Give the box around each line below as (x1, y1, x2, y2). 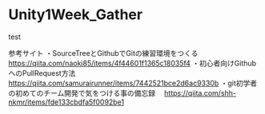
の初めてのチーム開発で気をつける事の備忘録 (8, 88, 156, 97)
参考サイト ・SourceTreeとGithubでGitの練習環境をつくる (8, 48, 199, 57)
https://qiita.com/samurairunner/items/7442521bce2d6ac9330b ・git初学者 (8, 78, 258, 88)
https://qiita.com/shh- (163, 88, 237, 97)
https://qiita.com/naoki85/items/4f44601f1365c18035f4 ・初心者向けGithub (8, 58, 257, 68)
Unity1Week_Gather (8, 6, 143, 24)
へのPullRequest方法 (8, 68, 76, 77)
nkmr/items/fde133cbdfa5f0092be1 (8, 97, 125, 107)
